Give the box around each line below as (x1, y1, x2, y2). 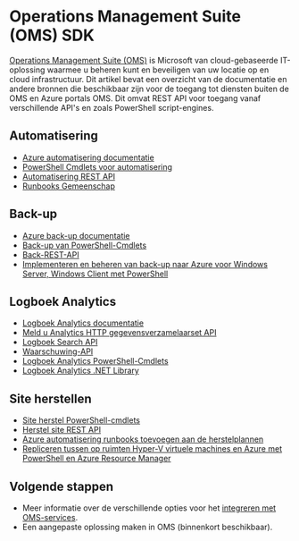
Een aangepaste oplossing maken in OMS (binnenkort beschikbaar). (21, 521, 273, 532)
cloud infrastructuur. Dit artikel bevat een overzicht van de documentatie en (9, 73, 287, 84)
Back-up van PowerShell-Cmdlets (21, 240, 147, 250)
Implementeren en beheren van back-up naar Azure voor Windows (21, 258, 268, 269)
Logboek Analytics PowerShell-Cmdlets (21, 356, 169, 367)
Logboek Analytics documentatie (21, 317, 145, 328)
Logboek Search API (21, 337, 98, 348)
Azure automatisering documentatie (21, 152, 154, 163)
